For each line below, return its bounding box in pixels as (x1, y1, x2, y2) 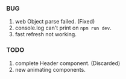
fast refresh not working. (14, 31, 77, 38)
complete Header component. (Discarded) (14, 59, 121, 67)
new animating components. (14, 66, 86, 73)
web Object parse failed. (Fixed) (14, 18, 95, 25)
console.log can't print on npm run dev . (14, 24, 112, 31)
